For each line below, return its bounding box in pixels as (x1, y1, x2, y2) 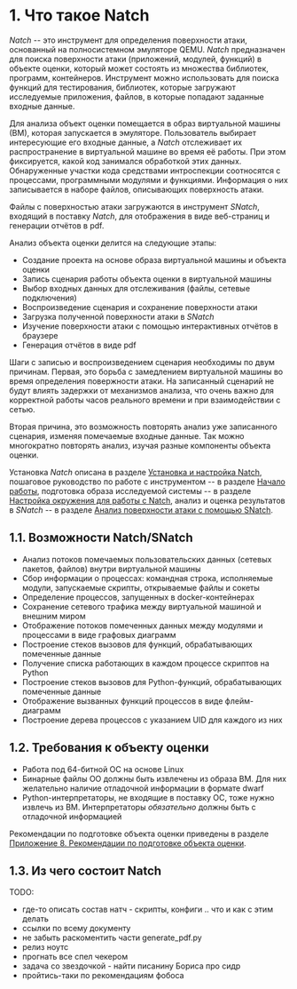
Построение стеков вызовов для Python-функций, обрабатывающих (21, 676, 282, 687)
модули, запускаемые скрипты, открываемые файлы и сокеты (21, 582, 260, 593)
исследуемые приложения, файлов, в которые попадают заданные (9, 91, 264, 102)
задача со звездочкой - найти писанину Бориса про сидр (21, 961, 241, 971)
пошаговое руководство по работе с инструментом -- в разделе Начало (9, 476, 285, 487)
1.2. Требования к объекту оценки (9, 740, 210, 755)
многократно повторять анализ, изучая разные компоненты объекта (9, 440, 271, 451)
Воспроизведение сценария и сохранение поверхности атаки (21, 301, 258, 312)
